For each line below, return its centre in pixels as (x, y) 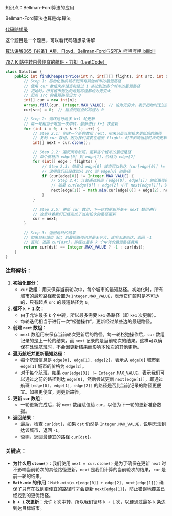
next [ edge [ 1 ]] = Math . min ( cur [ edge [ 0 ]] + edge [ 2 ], (106, 190)
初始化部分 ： (26, 283)
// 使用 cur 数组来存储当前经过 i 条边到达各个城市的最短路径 (82, 86)
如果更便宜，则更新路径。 (56, 391)
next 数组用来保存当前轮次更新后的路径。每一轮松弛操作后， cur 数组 (92, 334)
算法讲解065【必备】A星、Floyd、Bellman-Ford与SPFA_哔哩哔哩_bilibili (80, 51)
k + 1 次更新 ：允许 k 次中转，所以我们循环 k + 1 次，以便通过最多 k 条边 (89, 502)
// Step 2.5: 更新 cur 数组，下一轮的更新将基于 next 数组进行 (94, 209)
